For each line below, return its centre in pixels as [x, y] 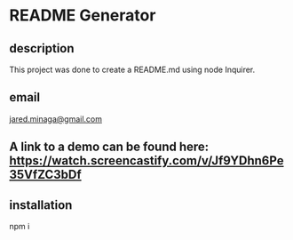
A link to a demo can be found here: [109, 147]
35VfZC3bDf [45, 175]
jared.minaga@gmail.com [55, 119]
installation [41, 205]
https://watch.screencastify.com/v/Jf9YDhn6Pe [146, 161]
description [42, 48]
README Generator [83, 16]
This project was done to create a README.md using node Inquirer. [132, 69]
